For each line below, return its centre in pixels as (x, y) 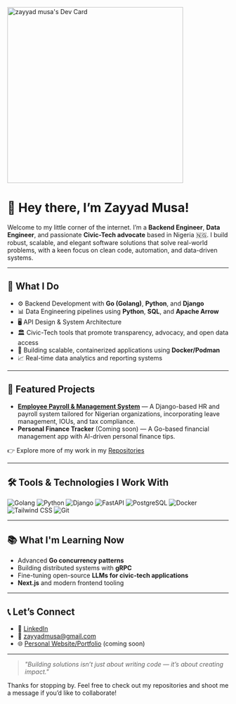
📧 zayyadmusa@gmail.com (57, 636)
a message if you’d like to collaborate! (62, 693)
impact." (37, 672)
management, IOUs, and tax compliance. (76, 421)
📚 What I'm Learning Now (66, 540)
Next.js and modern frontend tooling (71, 583)
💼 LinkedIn (33, 629)
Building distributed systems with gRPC (74, 568)
